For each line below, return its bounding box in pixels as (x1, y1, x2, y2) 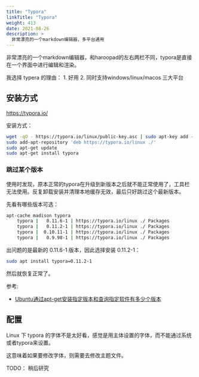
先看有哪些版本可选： (6, 200, 59, 208)
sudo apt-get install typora (6, 150, 79, 156)
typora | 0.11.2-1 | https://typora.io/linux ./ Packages (17, 224, 170, 230)
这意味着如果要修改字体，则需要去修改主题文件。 (6, 351, 127, 359)
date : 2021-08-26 (6, 25, 50, 32)
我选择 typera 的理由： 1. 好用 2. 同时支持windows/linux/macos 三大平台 (6, 74, 184, 81)
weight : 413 (6, 20, 36, 26)
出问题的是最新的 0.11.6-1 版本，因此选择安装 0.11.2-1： (6, 246, 140, 253)
